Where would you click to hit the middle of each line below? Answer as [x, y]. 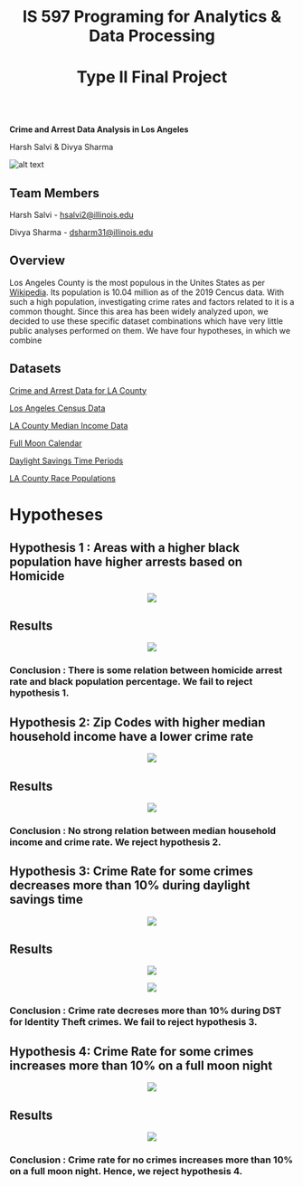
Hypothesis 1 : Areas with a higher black [124, 548]
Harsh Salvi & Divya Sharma [62, 147]
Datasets [35, 369]
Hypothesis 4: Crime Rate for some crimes [132, 1051]
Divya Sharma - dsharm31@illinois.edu [81, 232]
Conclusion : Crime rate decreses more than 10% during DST [146, 1010]
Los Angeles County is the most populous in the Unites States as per [137, 282]
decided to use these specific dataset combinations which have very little [146, 321]
